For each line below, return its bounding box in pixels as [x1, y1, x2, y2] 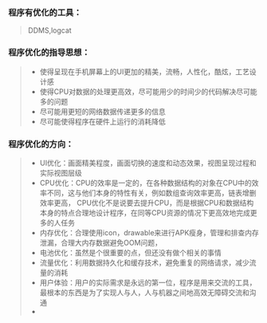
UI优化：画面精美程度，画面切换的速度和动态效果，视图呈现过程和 [39, 158, 257, 167]
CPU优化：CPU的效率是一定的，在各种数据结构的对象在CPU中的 [39, 178, 253, 187]
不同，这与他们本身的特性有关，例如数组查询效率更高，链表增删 [46, 187, 257, 197]
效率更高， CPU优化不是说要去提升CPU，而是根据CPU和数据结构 [39, 198, 254, 207]
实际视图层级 [39, 167, 82, 177]
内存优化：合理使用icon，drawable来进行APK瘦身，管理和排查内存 [39, 227, 259, 237]
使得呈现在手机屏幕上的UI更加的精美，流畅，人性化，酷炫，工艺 [39, 66, 249, 77]
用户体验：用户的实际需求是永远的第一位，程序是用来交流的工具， [39, 278, 257, 287]
